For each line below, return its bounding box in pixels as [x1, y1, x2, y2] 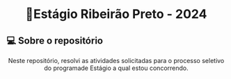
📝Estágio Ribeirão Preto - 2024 [25, 6, 207, 22]
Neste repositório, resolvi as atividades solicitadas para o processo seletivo [8, 57, 225, 64]
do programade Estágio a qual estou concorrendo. [44, 64, 189, 72]
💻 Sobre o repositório [6, 35, 104, 46]
